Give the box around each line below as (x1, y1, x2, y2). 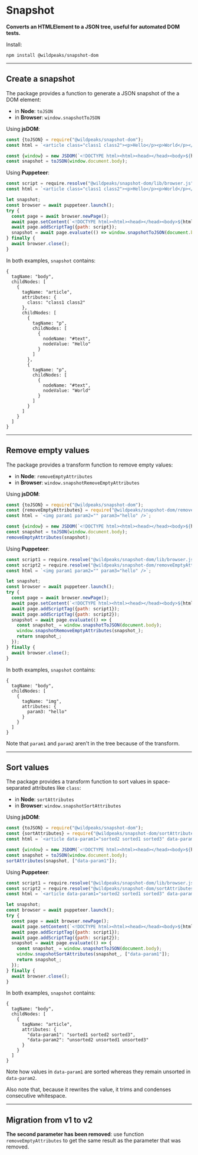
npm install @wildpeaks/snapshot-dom (6, 52, 99, 58)
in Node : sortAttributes (14, 796, 75, 803)
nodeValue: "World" (43, 387, 91, 394)
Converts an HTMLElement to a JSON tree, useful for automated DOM (6, 23, 180, 30)
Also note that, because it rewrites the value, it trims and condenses (6, 1086, 171, 1093)
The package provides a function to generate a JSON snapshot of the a (6, 89, 180, 96)
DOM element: (6, 96, 41, 103)
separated (6, 784, 31, 792)
